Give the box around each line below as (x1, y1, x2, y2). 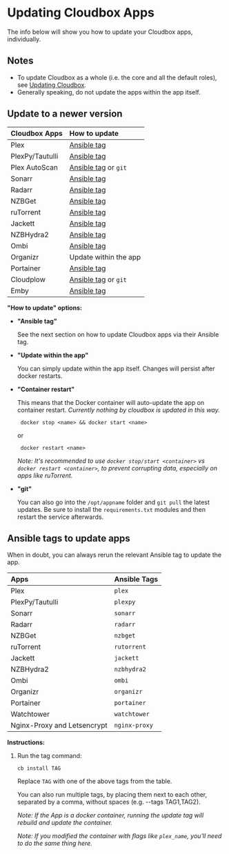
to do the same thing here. (17, 840, 93, 848)
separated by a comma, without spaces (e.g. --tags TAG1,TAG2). (17, 798, 201, 806)
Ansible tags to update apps (7, 533, 131, 544)
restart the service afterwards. (17, 513, 104, 521)
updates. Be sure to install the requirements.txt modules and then (17, 505, 206, 513)
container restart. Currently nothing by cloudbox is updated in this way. (17, 406, 221, 414)
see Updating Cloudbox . (17, 81, 86, 89)
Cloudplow (10, 275, 46, 284)
